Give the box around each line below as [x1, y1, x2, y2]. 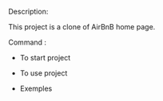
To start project [19, 53, 71, 62]
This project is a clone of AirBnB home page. [8, 22, 156, 31]
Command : [8, 37, 46, 47]
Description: [8, 7, 49, 16]
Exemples [19, 84, 53, 93]
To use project [19, 68, 68, 78]
